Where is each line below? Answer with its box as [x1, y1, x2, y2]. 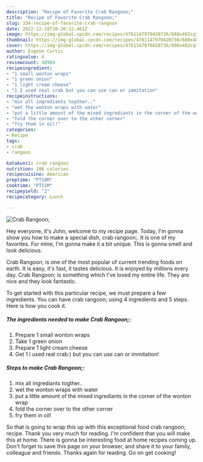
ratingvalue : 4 [6, 54, 45, 60]
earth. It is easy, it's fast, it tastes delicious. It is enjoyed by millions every [6, 265, 188, 272]
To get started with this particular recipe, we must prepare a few [6, 289, 166, 297]
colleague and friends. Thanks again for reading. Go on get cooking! [6, 449, 176, 456]
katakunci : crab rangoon [6, 160, 69, 166]
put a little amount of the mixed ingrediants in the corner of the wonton [14, 392, 192, 399]
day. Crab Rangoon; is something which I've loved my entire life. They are [6, 271, 190, 278]
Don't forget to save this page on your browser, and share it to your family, [6, 442, 192, 450]
